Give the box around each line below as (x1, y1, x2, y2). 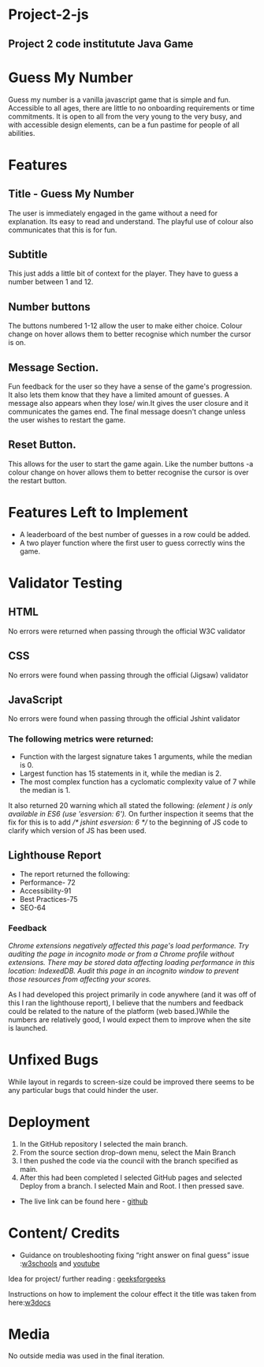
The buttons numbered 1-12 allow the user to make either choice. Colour (8, 321, 243, 331)
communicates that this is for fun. (8, 225, 117, 235)
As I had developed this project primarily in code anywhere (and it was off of (8, 990, 257, 999)
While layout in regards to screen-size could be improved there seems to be (8, 1076, 255, 1087)
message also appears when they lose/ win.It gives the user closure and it (8, 398, 249, 407)
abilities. (8, 128, 35, 137)
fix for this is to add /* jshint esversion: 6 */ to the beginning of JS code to (8, 817, 248, 827)
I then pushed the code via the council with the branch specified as (19, 1155, 239, 1166)
